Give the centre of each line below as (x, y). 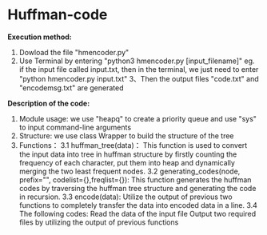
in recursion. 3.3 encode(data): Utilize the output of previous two (126, 197)
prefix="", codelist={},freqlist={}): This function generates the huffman (135, 179)
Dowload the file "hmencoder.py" (74, 52)
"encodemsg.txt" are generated (71, 88)
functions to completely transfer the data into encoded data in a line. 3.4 (138, 205)
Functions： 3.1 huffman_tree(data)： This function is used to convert (133, 145)
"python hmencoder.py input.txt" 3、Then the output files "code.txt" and (139, 78)
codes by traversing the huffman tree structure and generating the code (137, 188)
